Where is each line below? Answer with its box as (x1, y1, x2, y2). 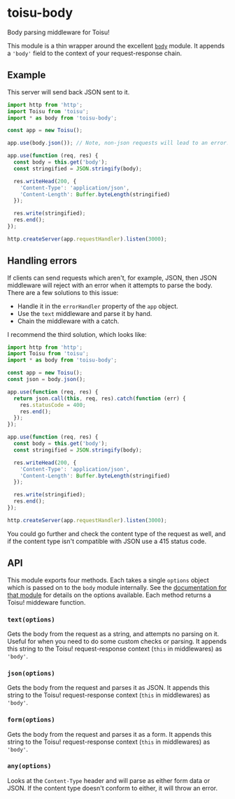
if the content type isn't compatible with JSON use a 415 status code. (7, 537, 207, 545)
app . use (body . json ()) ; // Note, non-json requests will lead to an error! (7, 140, 230, 147)
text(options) (7, 615, 55, 624)
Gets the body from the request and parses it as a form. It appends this (7, 730, 212, 738)
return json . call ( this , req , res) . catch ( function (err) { (13, 395, 187, 402)
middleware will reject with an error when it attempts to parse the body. (7, 281, 213, 289)
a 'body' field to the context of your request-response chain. (7, 49, 182, 57)
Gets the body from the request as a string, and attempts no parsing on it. (7, 629, 220, 638)
